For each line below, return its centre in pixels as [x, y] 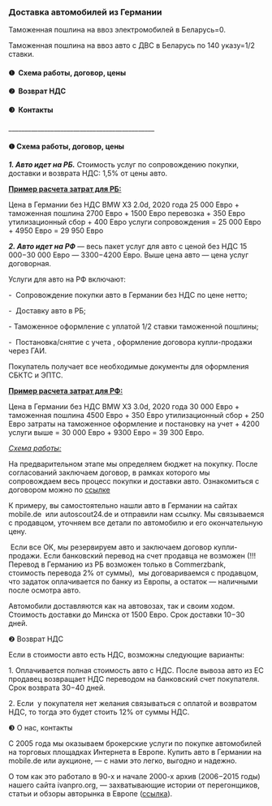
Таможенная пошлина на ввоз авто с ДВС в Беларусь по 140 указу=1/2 [132, 45]
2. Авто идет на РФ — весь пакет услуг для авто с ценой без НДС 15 [128, 246]
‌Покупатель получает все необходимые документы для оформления [129, 366]
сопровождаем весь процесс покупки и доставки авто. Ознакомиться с [134, 481]
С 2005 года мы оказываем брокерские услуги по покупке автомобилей [135, 743]
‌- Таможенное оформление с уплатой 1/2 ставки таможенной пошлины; [134, 326]
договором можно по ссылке [60, 489]
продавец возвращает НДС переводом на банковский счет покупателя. [134, 679]
